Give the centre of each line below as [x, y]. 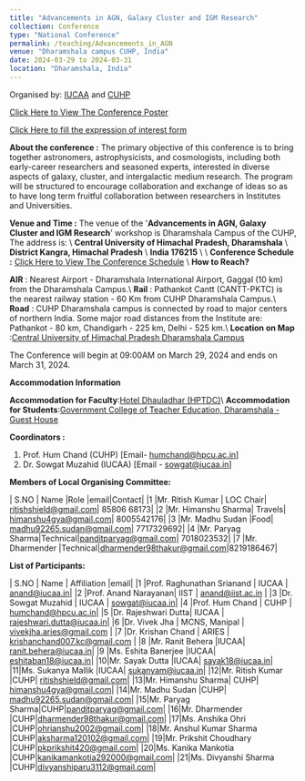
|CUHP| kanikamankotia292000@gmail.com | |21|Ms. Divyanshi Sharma [142, 757]
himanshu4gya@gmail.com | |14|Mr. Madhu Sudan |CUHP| [118, 689]
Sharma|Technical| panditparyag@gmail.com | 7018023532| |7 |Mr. [133, 538]
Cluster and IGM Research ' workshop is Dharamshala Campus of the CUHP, [153, 232]
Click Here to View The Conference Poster [89, 112]
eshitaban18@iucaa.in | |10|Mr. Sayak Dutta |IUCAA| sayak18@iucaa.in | [141, 660]
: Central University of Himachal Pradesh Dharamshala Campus [127, 337]
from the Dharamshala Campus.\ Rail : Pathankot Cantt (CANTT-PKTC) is [146, 289]
